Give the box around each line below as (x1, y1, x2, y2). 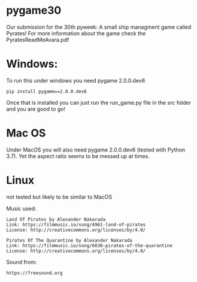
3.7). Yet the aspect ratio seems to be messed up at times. (6, 152, 150, 159)
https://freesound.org (6, 270, 63, 276)
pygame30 (6, 4, 62, 17)
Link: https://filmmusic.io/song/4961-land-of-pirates (6, 222, 146, 228)
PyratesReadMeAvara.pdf (6, 36, 69, 43)
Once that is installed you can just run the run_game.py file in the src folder (6, 99, 192, 106)
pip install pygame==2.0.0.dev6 (6, 88, 87, 95)
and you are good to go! (6, 105, 66, 113)
